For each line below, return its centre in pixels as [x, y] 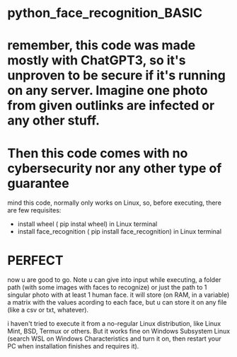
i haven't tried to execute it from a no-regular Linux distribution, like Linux [114, 324]
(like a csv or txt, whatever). [48, 310]
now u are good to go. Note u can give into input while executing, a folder [114, 280]
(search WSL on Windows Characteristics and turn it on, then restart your [114, 339]
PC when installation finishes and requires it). [73, 346]
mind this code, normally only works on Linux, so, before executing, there [114, 203]
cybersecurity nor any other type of [115, 168]
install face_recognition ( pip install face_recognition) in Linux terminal [119, 232]
